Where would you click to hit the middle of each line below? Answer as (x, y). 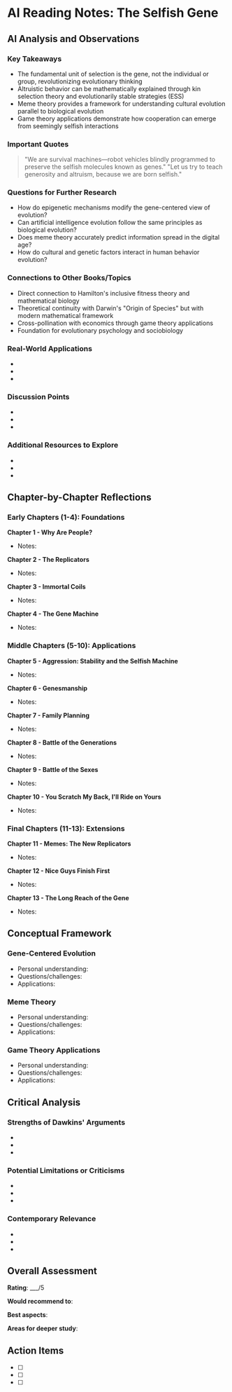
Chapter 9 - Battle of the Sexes (53, 769)
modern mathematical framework (65, 315)
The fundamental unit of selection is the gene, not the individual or (113, 74)
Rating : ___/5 (26, 1288)
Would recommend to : (40, 1302)
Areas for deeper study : (43, 1328)
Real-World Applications (50, 348)
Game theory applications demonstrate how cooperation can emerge (117, 118)
